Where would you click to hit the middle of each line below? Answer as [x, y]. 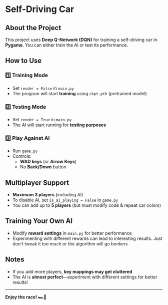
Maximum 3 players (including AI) [48, 195]
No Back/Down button [43, 167]
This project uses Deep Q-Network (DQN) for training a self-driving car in [81, 40]
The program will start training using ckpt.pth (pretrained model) [80, 93]
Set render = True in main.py [42, 119]
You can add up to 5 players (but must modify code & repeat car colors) [87, 205]
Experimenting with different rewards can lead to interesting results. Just [87, 238]
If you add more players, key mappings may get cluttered [72, 271]
